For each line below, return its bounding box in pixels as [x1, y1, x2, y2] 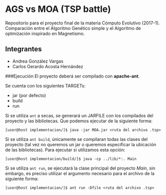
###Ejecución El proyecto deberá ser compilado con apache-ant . [5, 73, 140, 79]
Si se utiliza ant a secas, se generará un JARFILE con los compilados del [5, 112, 154, 118]
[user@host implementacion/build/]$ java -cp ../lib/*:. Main [5, 156, 137, 161]
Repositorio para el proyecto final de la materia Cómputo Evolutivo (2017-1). [5, 20, 160, 26]
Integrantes [5, 45, 42, 53]
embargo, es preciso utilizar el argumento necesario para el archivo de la [5, 170, 155, 176]
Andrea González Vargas [12, 58, 64, 64]
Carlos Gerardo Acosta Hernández [12, 63, 83, 69]
